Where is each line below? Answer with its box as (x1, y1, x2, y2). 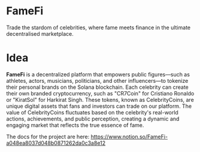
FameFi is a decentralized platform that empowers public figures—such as (6, 70, 190, 78)
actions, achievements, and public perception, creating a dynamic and (6, 115, 180, 122)
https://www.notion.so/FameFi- (90, 133, 168, 140)
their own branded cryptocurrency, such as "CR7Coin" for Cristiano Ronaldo (6, 89, 195, 97)
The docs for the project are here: (6, 133, 90, 140)
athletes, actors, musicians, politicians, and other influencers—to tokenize (6, 77, 189, 84)
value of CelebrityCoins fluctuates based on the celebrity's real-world (6, 108, 178, 116)
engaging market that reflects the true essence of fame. (6, 121, 144, 129)
